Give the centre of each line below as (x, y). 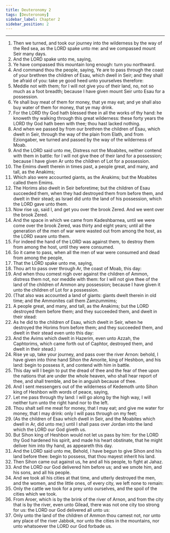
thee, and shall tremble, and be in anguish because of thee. (75, 381)
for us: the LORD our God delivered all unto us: (61, 510)
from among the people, (38, 258)
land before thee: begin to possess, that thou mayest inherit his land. (84, 456)
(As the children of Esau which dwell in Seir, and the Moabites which (84, 419)
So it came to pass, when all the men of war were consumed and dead (86, 253)
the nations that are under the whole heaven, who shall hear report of (85, 376)
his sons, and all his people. (42, 472)
